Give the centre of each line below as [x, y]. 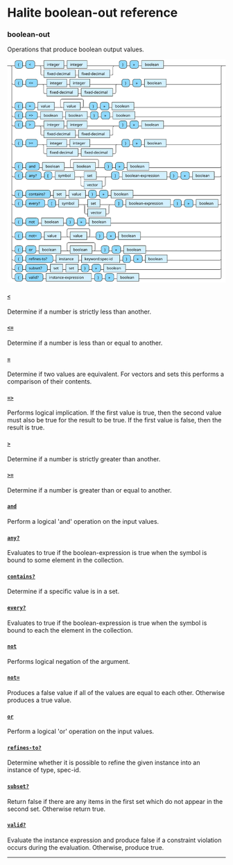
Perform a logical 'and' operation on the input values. [83, 521]
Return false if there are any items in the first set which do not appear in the [115, 801]
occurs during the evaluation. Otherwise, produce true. [86, 847]
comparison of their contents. [50, 382]
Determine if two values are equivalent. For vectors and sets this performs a [115, 374]
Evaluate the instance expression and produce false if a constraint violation [114, 840]
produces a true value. [39, 700]
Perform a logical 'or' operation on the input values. [81, 731]
